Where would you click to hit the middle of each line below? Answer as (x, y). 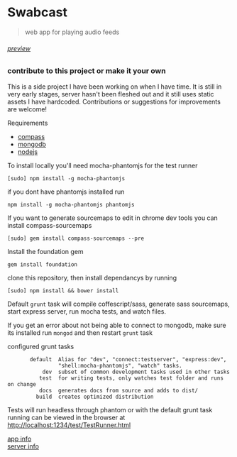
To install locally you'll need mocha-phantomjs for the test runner (103, 165)
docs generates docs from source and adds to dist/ (118, 390)
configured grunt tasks (41, 346)
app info (20, 439)
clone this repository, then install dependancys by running (92, 277)
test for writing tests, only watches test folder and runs (131, 378)
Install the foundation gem (45, 251)
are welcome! (27, 109)
